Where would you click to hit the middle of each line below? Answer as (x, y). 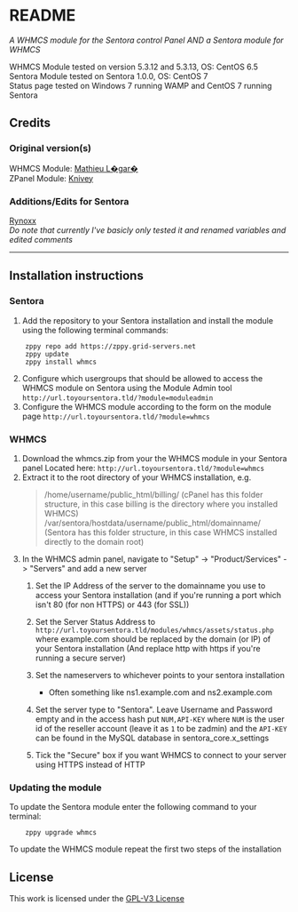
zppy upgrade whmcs (61, 833)
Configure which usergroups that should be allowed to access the (142, 378)
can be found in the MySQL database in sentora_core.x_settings (152, 738)
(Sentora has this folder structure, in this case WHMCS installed (161, 532)
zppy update (47, 354)
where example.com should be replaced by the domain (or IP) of (153, 639)
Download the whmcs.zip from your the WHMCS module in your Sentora (154, 458)
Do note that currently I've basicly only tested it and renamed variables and (148, 230)
